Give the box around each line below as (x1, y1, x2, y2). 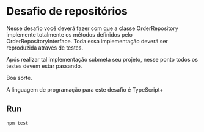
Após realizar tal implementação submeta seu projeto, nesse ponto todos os (6, 56, 199, 63)
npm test (6, 120, 29, 126)
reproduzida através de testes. (6, 44, 84, 51)
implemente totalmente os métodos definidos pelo (6, 31, 133, 38)
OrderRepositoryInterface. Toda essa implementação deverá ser (6, 37, 168, 45)
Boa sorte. (6, 74, 32, 81)
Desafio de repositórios (6, 4, 128, 18)
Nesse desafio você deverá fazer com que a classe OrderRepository (6, 24, 178, 32)
